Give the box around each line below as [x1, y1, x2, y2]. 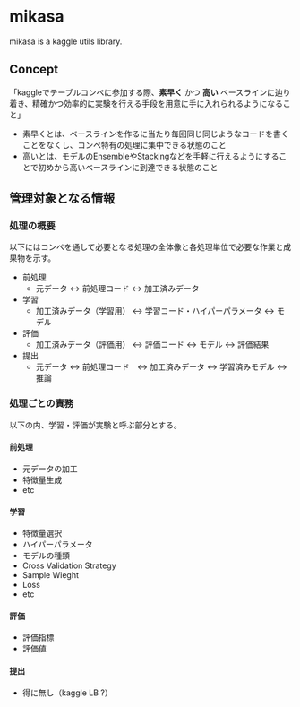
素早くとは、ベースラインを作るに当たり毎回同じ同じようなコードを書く [21, 128, 289, 139]
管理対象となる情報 [9, 191, 116, 206]
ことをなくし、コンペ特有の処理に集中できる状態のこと [21, 139, 227, 150]
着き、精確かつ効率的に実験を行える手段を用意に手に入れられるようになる [9, 98, 284, 108]
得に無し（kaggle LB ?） [21, 687, 114, 698]
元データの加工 [21, 463, 78, 474]
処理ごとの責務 [9, 397, 74, 410]
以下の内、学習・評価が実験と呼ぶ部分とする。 [9, 419, 182, 430]
